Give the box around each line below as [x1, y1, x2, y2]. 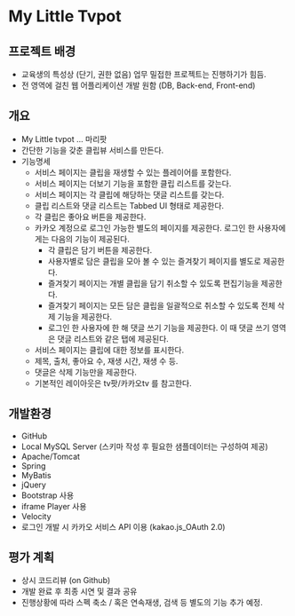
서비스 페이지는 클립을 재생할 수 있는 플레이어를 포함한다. [34, 167, 232, 178]
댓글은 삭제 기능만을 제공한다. [34, 367, 137, 377]
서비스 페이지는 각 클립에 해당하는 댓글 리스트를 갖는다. [34, 189, 225, 200]
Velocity [20, 510, 52, 521]
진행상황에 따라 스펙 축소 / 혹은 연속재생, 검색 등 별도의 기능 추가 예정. [20, 597, 263, 608]
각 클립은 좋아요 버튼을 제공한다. [34, 211, 147, 222]
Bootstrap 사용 [20, 490, 75, 501]
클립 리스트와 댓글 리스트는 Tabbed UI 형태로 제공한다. [34, 200, 224, 210]
